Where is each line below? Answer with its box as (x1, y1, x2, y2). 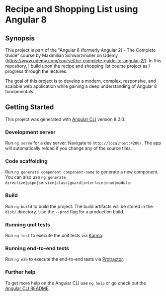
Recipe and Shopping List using (5, 3, 138, 15)
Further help (5, 269, 36, 276)
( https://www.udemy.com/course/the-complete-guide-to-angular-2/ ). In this (5, 58, 162, 63)
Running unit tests (5, 221, 51, 228)
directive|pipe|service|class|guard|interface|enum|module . (5, 179, 131, 185)
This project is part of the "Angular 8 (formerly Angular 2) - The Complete (5, 47, 156, 53)
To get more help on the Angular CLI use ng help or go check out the (5, 280, 146, 286)
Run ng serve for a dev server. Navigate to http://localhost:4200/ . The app (5, 140, 162, 146)
